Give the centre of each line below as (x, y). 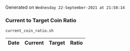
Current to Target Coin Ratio (41, 20)
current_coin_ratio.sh (29, 31)
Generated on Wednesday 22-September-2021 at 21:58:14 (65, 7)
